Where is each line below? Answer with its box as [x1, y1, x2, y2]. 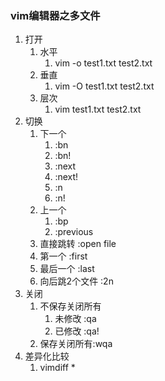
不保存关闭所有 [39, 300, 102, 312]
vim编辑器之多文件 [10, 8, 101, 22]
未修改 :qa [54, 313, 97, 325]
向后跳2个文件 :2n [39, 275, 114, 287]
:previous [54, 226, 94, 238]
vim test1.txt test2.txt [54, 103, 142, 116]
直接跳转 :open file [39, 238, 117, 250]
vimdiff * [39, 362, 76, 374]
